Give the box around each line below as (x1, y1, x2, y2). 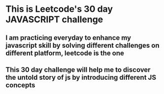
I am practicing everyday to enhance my (5, 33, 131, 42)
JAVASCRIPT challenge (5, 14, 103, 25)
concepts (5, 81, 35, 89)
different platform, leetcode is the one (5, 49, 125, 57)
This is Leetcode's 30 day (5, 3, 113, 15)
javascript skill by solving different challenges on (5, 41, 160, 50)
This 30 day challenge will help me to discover (5, 65, 151, 74)
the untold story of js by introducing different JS (5, 73, 157, 82)
